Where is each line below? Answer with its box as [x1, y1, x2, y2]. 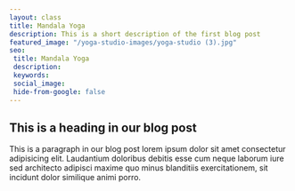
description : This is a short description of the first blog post [9, 29, 261, 38]
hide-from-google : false [12, 87, 105, 96]
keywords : [12, 71, 50, 80]
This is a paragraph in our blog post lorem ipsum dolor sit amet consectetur [9, 144, 287, 155]
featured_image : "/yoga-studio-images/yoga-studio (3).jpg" [9, 37, 238, 47]
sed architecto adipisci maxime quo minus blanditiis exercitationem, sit [9, 163, 269, 173]
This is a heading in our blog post [9, 120, 198, 135]
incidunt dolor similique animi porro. [9, 172, 141, 183]
